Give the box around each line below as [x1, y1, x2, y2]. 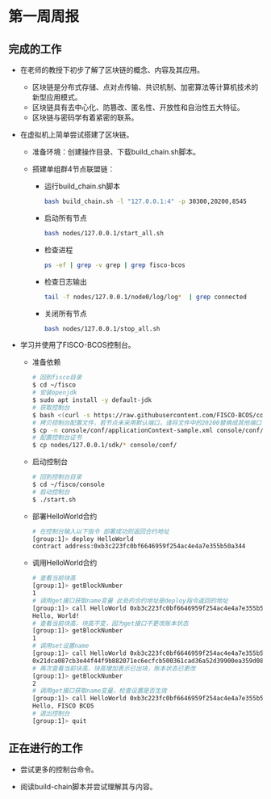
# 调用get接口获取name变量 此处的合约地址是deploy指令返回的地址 [31, 596, 228, 605]
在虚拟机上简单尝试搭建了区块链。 [19, 130, 134, 139]
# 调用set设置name [31, 642, 90, 650]
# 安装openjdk [31, 389, 77, 397]
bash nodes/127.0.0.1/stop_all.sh [44, 324, 161, 332]
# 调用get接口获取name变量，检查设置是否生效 [31, 687, 168, 695]
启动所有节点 [44, 213, 87, 222]
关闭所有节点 [44, 308, 87, 318]
